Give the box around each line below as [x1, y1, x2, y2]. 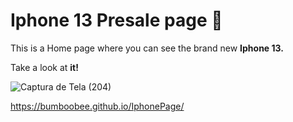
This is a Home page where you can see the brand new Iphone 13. [10, 42, 284, 54]
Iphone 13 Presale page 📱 [10, 9, 223, 32]
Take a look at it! [10, 61, 79, 73]
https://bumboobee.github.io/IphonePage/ [10, 100, 185, 112]
